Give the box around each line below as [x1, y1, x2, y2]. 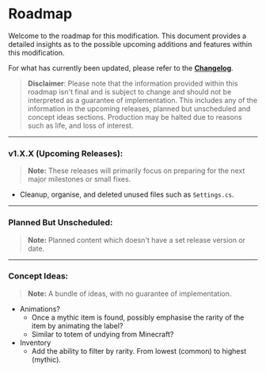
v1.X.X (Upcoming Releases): [8, 148, 123, 159]
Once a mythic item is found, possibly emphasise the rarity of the [31, 313, 245, 322]
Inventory [19, 338, 51, 347]
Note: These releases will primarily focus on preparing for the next [27, 166, 245, 175]
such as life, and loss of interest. [27, 121, 134, 130]
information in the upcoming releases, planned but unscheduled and [27, 104, 251, 113]
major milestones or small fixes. [27, 174, 131, 184]
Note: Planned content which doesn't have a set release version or [27, 235, 246, 244]
